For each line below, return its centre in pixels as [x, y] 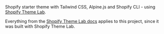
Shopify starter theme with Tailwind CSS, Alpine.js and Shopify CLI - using [80, 7]
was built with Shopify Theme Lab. [40, 26]
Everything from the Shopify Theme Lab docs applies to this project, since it [82, 21]
